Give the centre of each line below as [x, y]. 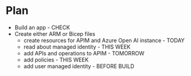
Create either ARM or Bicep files [55, 33]
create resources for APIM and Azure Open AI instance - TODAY [104, 40]
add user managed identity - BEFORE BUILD [79, 66]
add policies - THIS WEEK [56, 60]
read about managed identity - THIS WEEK [77, 47]
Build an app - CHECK [42, 27]
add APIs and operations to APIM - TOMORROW [84, 53]
